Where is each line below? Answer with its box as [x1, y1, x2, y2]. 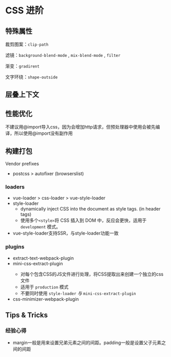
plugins [5, 243, 25, 250]
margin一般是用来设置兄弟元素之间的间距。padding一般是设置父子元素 [12, 340, 162, 346]
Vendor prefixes [5, 161, 39, 167]
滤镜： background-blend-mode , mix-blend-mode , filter [5, 52, 121, 58]
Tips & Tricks [5, 311, 48, 319]
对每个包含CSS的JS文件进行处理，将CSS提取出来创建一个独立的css [20, 271, 164, 277]
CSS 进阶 [5, 5, 45, 16]
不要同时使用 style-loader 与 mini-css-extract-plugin [20, 290, 136, 296]
